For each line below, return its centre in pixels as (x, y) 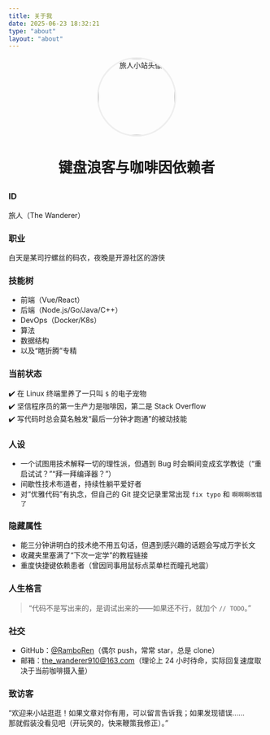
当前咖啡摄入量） (63, 670)
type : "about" (33, 31)
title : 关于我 (30, 16)
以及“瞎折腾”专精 (48, 351)
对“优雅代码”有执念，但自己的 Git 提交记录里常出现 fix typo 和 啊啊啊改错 (141, 494)
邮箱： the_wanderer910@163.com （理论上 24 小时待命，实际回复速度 (137, 660)
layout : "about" (36, 39)
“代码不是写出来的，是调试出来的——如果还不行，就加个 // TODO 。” (140, 608)
